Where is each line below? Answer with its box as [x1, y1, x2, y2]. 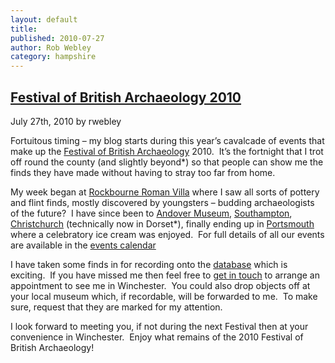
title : [10, 24, 38, 34]
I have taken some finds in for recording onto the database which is [10, 258, 288, 270]
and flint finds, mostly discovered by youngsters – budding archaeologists [10, 196, 315, 208]
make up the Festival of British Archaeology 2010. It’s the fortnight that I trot [10, 145, 324, 157]
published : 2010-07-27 [10, 33, 105, 43]
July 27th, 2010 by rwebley [10, 115, 122, 127]
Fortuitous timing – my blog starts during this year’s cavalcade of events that [10, 134, 325, 146]
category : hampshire [10, 52, 97, 62]
